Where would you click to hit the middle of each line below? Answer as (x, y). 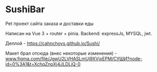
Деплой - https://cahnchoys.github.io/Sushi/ (53, 43)
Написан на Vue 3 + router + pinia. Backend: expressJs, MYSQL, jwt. (79, 33)
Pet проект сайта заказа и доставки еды (50, 23)
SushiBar (25, 9)
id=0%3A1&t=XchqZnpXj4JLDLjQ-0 (43, 64)
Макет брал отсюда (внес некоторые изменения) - (61, 53)
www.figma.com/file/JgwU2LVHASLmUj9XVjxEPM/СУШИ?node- (74, 58)
